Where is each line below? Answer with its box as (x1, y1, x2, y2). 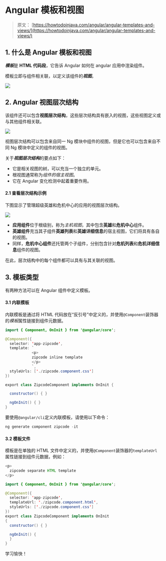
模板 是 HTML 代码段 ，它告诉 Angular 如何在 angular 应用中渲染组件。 (5, 62, 147, 68)
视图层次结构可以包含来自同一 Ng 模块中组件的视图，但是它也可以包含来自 (5, 138, 157, 144)
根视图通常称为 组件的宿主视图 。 (12, 171, 78, 177)
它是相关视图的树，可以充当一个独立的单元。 (12, 166, 104, 171)
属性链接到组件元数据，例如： (5, 454, 66, 460)
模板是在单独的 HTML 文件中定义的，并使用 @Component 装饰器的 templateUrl (5, 448, 158, 453)
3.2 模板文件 (5, 436, 31, 442)
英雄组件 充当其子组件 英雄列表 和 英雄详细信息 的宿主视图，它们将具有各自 (12, 228, 160, 234)
